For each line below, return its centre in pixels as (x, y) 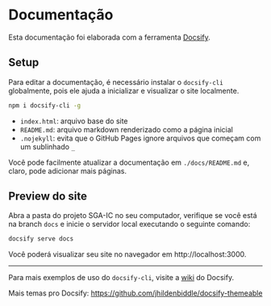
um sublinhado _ (47, 146)
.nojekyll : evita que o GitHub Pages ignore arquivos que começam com (140, 138)
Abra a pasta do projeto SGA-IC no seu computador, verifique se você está (133, 216)
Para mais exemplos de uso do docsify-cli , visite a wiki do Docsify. (121, 278)
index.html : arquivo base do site (74, 121)
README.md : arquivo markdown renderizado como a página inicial (127, 129)
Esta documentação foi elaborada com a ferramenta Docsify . (110, 37)
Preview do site (48, 197)
